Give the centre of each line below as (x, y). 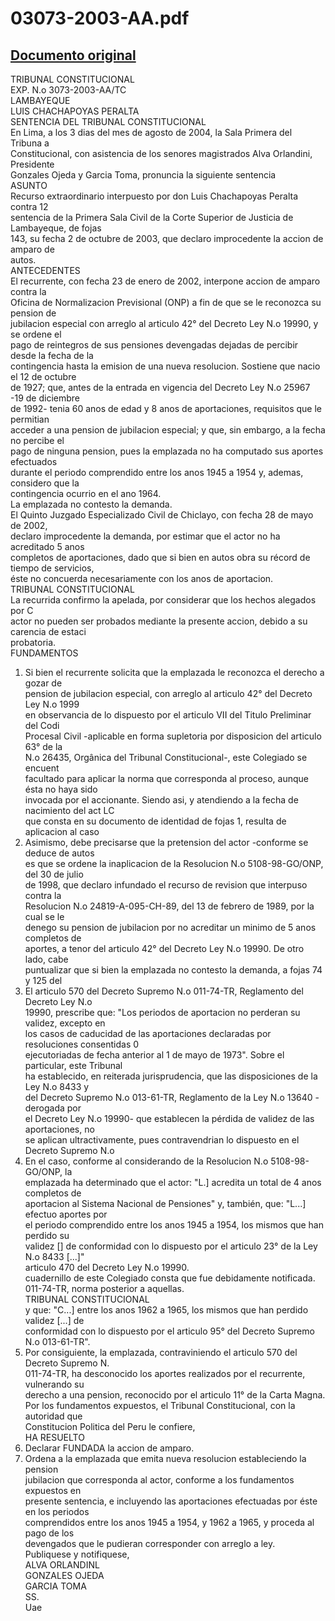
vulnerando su (54, 1384)
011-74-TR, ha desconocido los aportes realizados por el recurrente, (165, 1373)
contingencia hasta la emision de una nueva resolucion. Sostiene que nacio (165, 366)
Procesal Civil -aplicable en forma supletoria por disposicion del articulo (173, 736)
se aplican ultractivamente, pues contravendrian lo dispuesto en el (162, 1140)
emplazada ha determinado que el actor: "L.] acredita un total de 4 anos (173, 1182)
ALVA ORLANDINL (62, 1565)
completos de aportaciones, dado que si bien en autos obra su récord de (160, 557)
